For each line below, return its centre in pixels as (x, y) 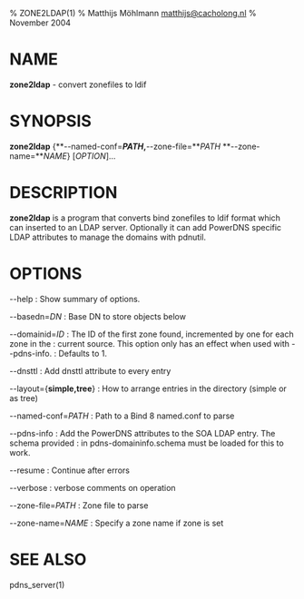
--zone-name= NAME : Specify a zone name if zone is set (117, 523)
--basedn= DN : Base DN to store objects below (98, 316)
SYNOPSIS (51, 121)
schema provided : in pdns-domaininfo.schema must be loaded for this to (147, 443)
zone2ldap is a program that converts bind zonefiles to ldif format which (145, 218)
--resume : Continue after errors (69, 470)
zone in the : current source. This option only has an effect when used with (150, 343)
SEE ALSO (48, 560)
